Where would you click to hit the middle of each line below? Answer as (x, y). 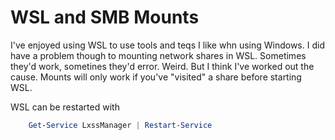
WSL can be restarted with (65, 107)
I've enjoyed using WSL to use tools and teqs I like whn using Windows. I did (167, 45)
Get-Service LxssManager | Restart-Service (120, 125)
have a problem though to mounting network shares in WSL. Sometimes (158, 55)
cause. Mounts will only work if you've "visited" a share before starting (156, 77)
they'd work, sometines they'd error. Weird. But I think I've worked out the (162, 66)
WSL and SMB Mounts (105, 17)
